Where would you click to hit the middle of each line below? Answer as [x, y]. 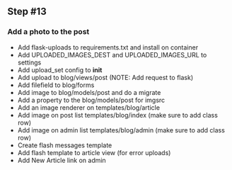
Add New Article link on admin [62, 160]
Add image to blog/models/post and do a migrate [89, 92]
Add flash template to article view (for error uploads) [94, 152]
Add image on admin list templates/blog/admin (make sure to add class [121, 130]
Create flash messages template [65, 145]
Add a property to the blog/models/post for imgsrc [91, 100]
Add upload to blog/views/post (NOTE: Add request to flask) [105, 77]
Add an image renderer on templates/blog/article [89, 107]
